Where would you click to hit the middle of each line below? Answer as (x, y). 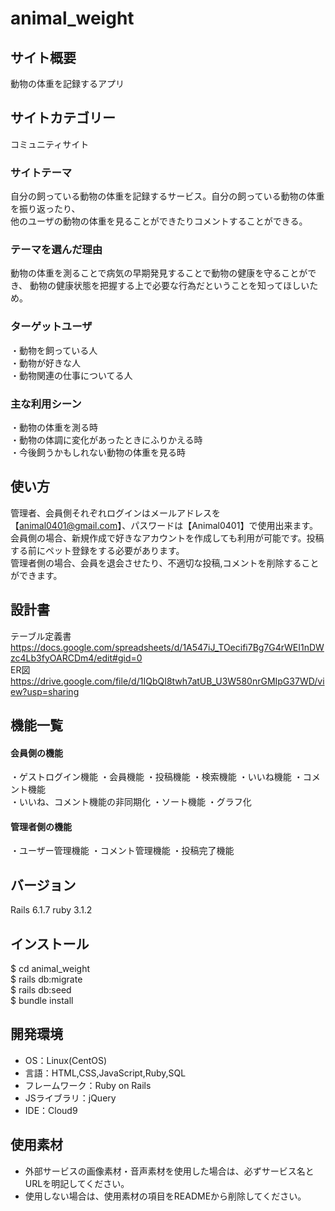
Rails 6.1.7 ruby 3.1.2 (51, 910)
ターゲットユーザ (51, 327)
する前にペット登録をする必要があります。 (97, 550)
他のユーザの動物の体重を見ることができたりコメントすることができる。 (159, 221)
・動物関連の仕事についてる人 (71, 375)
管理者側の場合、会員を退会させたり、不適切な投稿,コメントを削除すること (165, 563)
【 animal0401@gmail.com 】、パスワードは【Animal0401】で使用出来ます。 (164, 525)
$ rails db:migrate (46, 979)
